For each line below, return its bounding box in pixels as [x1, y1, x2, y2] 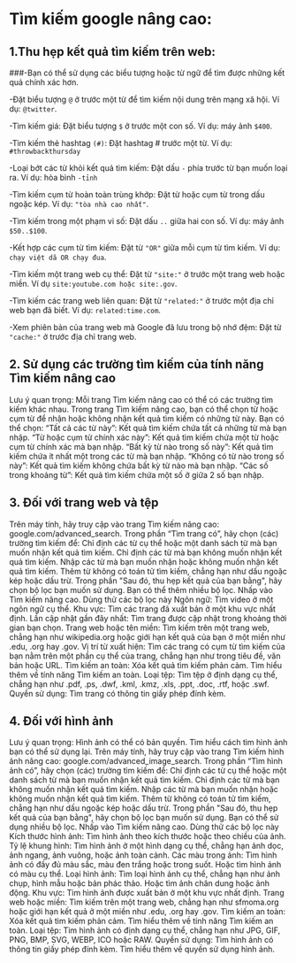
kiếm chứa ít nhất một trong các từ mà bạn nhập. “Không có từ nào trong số [9, 451, 285, 461]
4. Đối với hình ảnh [9, 713, 114, 729]
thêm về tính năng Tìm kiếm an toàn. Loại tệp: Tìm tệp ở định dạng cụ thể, [9, 669, 278, 680]
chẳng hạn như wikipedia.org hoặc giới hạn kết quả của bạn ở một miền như [9, 631, 285, 642]
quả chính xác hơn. [9, 77, 80, 88]
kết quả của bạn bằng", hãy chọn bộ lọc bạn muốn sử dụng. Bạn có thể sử [9, 813, 279, 823]
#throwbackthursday [9, 147, 81, 156]
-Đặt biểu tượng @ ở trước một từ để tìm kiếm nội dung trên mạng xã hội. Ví [9, 94, 280, 104]
